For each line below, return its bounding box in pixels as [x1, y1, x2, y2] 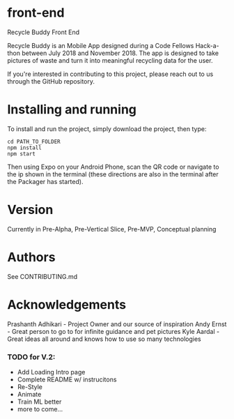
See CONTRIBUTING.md [7, 272, 78, 280]
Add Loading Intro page [17, 367, 86, 376]
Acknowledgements [7, 296, 127, 312]
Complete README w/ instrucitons [17, 375, 117, 383]
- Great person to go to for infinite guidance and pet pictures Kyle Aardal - [7, 327, 220, 335]
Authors [7, 250, 56, 265]
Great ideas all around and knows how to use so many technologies [7, 335, 202, 343]
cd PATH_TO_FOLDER [7, 138, 61, 145]
